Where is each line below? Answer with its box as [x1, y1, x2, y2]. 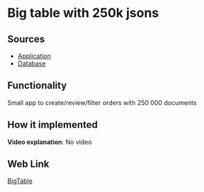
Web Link [7, 158, 50, 170]
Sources [7, 33, 45, 45]
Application [17, 52, 52, 60]
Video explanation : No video [7, 138, 92, 146]
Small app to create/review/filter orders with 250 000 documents [7, 98, 197, 107]
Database [17, 59, 46, 68]
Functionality [7, 80, 67, 92]
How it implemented [7, 119, 98, 131]
